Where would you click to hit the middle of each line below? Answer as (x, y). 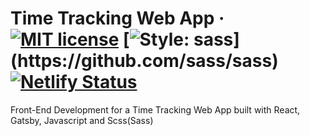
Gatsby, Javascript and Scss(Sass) (82, 120)
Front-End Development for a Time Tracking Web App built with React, (155, 109)
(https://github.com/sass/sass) (144, 61)
